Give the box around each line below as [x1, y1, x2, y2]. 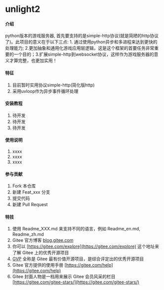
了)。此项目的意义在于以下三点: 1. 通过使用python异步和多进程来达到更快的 [5, 39, 158, 45]
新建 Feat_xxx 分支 [12, 189, 50, 195]
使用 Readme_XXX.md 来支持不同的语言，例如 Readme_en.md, [12, 226, 141, 232]
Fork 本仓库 [12, 183, 36, 189]
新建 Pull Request [12, 202, 48, 208]
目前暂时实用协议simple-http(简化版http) [12, 82, 95, 88]
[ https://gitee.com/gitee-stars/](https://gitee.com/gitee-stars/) [12, 279, 139, 285]
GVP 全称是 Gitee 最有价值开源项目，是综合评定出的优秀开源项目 [12, 256, 144, 262]
